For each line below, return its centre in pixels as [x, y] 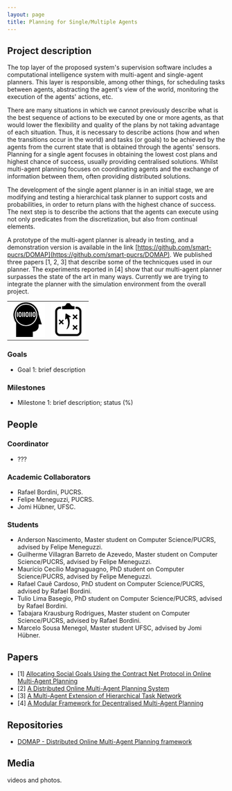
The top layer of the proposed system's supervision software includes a [110, 67]
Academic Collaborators [49, 477]
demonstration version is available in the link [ [72, 247]
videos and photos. [35, 780]
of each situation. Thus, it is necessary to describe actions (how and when [114, 132]
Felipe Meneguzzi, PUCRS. [55, 500]
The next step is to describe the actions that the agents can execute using [113, 212]
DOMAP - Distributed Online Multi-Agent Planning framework [105, 742]
